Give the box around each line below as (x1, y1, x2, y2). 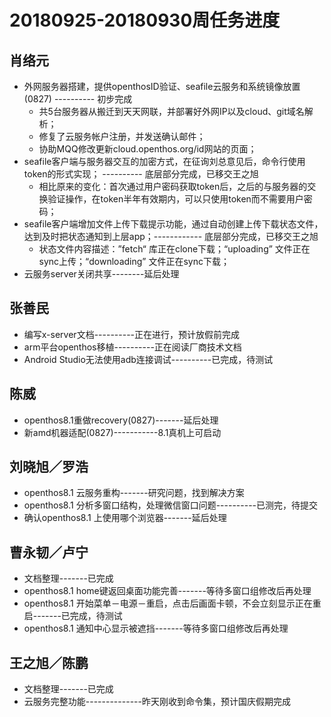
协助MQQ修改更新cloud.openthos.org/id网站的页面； (38, 143, 257, 155)
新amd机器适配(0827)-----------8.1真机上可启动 (23, 426, 222, 438)
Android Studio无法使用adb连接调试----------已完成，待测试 (23, 353, 274, 365)
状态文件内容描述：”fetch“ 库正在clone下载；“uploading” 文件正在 (38, 243, 311, 255)
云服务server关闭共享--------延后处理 (23, 268, 180, 280)
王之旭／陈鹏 (9, 654, 89, 671)
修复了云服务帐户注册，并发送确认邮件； (38, 131, 206, 142)
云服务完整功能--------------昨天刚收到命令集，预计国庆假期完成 (23, 696, 291, 708)
